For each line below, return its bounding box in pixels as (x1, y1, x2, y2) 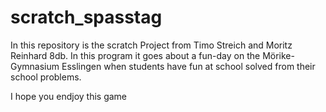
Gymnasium (10, 60, 60, 72)
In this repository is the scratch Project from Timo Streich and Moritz (10, 39, 293, 51)
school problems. (10, 71, 82, 83)
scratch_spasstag (10, 6, 163, 29)
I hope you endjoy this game (10, 90, 128, 102)
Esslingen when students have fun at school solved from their (61, 60, 316, 72)
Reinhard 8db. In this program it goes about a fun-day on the (10, 49, 261, 61)
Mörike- (262, 49, 295, 61)
